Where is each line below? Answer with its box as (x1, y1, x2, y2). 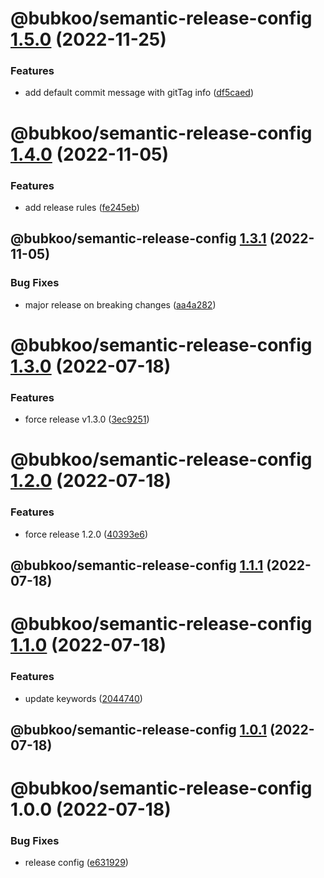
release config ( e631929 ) (24, 857, 129, 869)
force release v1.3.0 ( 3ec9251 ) (24, 413, 150, 426)
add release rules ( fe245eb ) (24, 201, 140, 213)
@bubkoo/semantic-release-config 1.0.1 (10, 721, 267, 738)
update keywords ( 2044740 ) (24, 692, 143, 704)
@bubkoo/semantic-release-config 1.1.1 (10, 557, 264, 574)
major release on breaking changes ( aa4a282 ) (24, 298, 217, 311)
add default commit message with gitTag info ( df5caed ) (24, 87, 255, 99)
